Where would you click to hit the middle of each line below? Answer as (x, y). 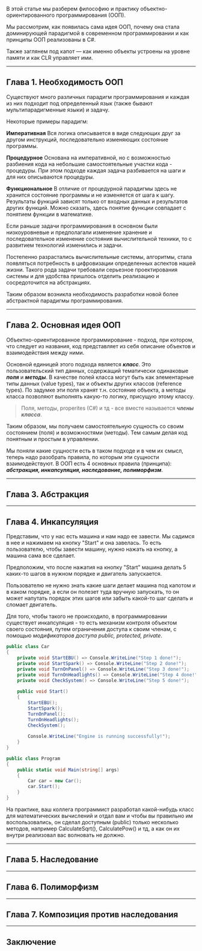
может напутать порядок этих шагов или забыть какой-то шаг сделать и (100, 598)
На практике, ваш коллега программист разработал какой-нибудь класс (100, 809)
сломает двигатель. (32, 605)
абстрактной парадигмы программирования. (65, 301)
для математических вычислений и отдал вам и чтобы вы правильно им (100, 816)
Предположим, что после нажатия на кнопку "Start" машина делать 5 (96, 567)
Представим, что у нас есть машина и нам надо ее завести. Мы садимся (100, 536)
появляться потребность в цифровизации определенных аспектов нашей (101, 263)
